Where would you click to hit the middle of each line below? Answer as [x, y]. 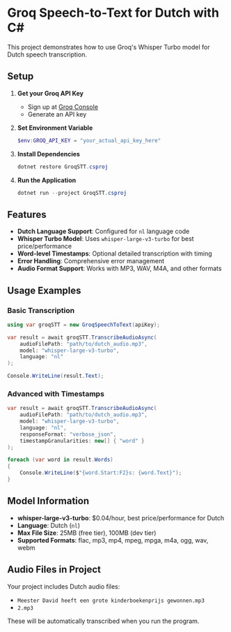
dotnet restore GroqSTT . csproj [63, 167]
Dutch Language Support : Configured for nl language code [103, 231]
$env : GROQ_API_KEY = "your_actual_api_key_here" [89, 140]
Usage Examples [44, 290]
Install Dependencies [48, 154]
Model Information [48, 501]
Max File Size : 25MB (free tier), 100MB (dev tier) [87, 533]
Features [27, 214]
